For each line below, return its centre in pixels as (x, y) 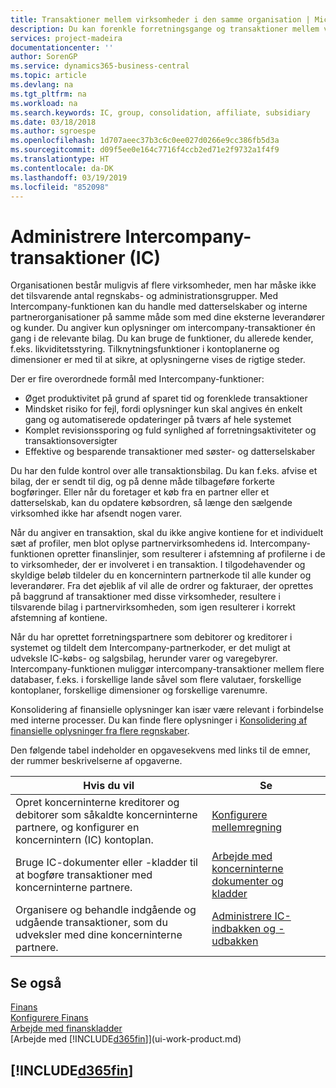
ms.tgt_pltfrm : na (48, 94)
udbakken (235, 941)
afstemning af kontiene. (59, 618)
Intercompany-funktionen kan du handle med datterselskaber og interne (159, 307)
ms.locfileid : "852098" (60, 187)
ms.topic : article (48, 76)
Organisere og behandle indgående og (106, 910)
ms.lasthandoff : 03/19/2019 (69, 177)
